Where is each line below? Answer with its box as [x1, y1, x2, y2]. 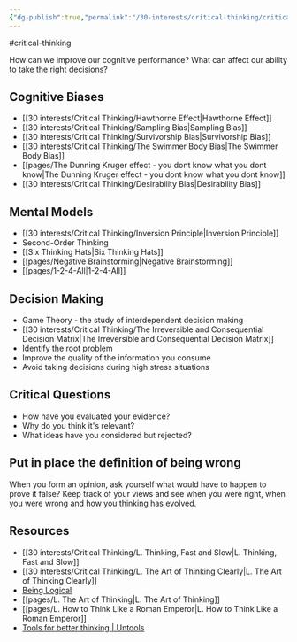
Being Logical [21, 584, 72, 595]
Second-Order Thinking [21, 237, 109, 248]
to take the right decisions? [9, 64, 109, 74]
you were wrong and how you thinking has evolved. [9, 498, 197, 508]
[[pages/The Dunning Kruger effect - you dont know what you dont [21, 160, 267, 171]
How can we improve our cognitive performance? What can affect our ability [9, 54, 288, 65]
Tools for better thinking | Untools [21, 622, 145, 633]
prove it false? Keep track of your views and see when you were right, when [9, 488, 286, 499]
